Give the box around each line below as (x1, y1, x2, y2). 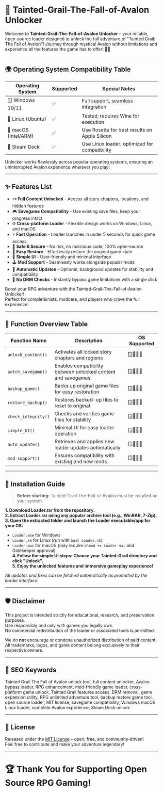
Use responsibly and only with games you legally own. (5, 623, 114, 628)
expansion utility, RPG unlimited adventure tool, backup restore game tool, (5, 694, 153, 700)
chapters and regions (54, 355, 103, 361)
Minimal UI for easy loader (54, 424, 114, 431)
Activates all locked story (54, 349, 112, 356)
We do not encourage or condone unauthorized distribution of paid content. (5, 637, 157, 643)
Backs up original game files (54, 383, 119, 389)
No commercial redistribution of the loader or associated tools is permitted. (5, 628, 155, 633)
